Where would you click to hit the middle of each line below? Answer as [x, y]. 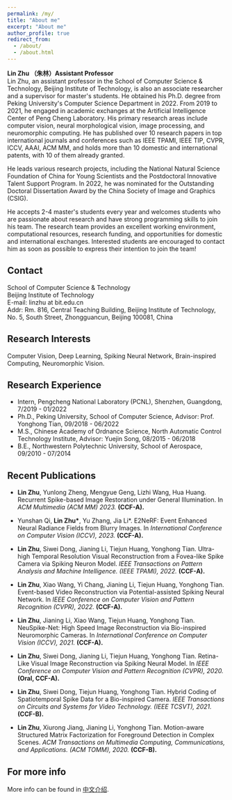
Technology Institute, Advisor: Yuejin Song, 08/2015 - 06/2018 [106, 439]
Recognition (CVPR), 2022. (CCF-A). [70, 607]
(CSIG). [18, 198]
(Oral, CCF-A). [39, 678]
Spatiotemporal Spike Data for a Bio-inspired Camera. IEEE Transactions [121, 699]
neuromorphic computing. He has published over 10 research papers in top [115, 132]
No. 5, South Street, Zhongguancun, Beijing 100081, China [90, 317]
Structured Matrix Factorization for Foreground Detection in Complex [116, 735]
